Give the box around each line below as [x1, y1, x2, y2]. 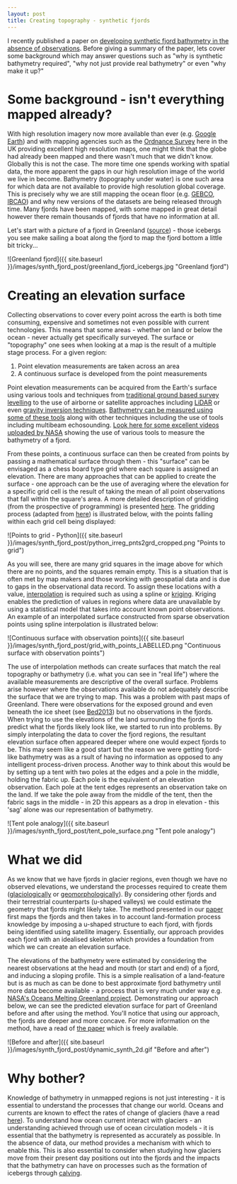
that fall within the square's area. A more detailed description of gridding [7, 495, 219, 503]
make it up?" [7, 67, 45, 75]
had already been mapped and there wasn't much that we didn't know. [7, 152, 214, 161]
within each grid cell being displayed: [7, 518, 116, 526]
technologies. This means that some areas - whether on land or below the [7, 326, 223, 334]
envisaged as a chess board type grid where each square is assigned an [7, 465, 219, 473]
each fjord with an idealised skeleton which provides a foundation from [7, 935, 214, 944]
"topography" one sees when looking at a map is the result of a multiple [7, 341, 216, 349]
